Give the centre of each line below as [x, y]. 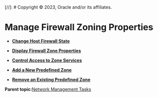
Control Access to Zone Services [47, 60]
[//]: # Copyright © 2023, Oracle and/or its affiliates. [58, 7]
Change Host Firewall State [41, 41]
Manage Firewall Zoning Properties [79, 27]
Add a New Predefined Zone [42, 70]
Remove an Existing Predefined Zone [51, 80]
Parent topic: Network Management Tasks [48, 89]
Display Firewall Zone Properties [46, 50]
